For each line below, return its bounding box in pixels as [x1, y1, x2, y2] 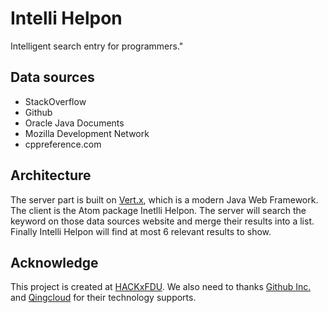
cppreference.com [24, 138, 102, 150]
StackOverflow [24, 95, 87, 107]
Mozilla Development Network [24, 127, 150, 139]
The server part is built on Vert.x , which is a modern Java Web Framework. [10, 193, 319, 206]
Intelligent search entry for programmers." [10, 40, 184, 52]
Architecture [10, 167, 92, 184]
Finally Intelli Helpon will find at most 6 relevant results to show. [10, 225, 272, 237]
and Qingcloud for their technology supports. [10, 292, 197, 304]
